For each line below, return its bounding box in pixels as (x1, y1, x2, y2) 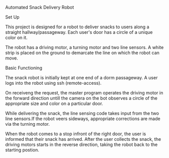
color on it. (5, 35, 28, 40)
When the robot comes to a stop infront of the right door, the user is (5, 131, 146, 137)
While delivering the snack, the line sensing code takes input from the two (5, 111, 159, 116)
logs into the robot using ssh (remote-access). (5, 80, 102, 86)
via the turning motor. (5, 121, 50, 127)
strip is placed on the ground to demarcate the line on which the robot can (5, 50, 160, 56)
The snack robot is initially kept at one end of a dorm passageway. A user (5, 75, 158, 80)
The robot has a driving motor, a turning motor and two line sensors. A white (5, 44, 164, 50)
